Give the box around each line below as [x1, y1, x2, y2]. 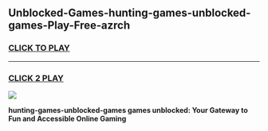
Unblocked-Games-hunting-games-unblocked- [8, 6, 251, 20]
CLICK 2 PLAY [8, 72, 64, 83]
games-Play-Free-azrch [8, 19, 130, 33]
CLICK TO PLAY [8, 43, 70, 54]
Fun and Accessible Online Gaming [8, 114, 127, 123]
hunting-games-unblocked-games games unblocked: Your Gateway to [8, 105, 249, 114]
